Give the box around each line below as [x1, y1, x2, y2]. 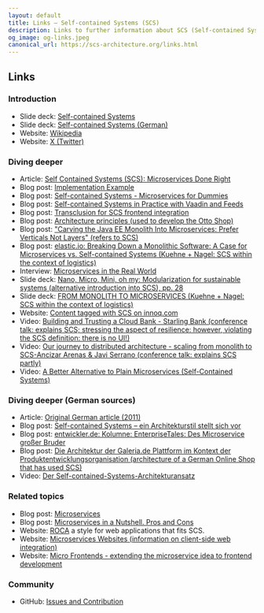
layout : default [8, 11, 61, 20]
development [19, 559, 63, 568]
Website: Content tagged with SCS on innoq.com [19, 308, 178, 318]
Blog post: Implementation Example [19, 183, 135, 192]
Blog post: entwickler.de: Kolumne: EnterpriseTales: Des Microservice [19, 429, 245, 439]
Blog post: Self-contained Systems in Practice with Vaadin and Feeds [19, 199, 244, 209]
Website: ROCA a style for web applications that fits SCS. [19, 526, 205, 535]
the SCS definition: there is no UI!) [19, 333, 130, 343]
